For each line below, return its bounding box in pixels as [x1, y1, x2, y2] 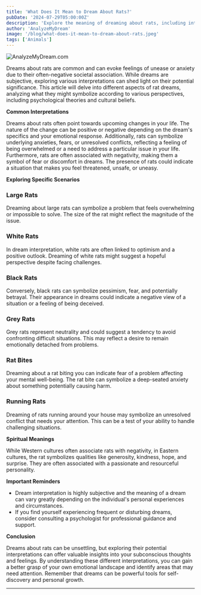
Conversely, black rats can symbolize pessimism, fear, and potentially [6, 287, 178, 294]
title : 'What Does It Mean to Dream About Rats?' [6, 8, 133, 15]
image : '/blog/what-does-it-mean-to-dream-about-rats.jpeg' [6, 31, 160, 37]
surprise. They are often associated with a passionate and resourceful [6, 460, 179, 467]
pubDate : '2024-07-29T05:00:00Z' [6, 14, 90, 20]
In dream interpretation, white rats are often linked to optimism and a [6, 246, 175, 253]
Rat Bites [6, 356, 33, 364]
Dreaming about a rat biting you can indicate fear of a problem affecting [6, 370, 184, 377]
